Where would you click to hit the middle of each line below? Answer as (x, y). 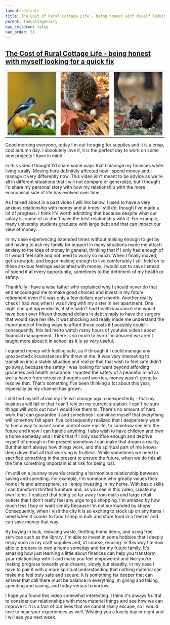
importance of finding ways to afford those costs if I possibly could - (77, 325)
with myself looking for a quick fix (60, 61)
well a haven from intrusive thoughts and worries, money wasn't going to (81, 378)
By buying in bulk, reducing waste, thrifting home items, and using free (79, 532)
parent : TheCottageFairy (31, 21)
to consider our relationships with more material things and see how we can (84, 601)
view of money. (21, 229)
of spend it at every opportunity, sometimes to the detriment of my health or (84, 272)
